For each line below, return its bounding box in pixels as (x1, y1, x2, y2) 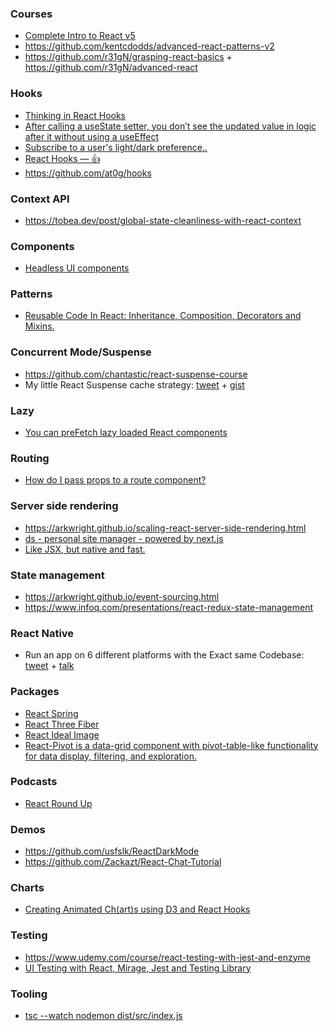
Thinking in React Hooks (24, 109, 126, 121)
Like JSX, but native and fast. (24, 543, 146, 555)
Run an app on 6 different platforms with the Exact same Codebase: (24, 649, 305, 661)
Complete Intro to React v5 (24, 30, 136, 42)
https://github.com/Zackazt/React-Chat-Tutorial (24, 856, 222, 868)
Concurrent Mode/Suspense (10, 345, 152, 359)
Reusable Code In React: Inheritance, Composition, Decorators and (24, 310, 302, 322)
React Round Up (24, 797, 93, 809)
